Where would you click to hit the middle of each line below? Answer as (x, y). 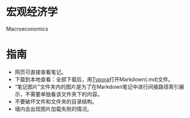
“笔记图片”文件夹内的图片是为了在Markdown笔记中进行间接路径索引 (97, 87)
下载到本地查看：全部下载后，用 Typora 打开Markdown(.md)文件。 (94, 79)
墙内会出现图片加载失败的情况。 (53, 109)
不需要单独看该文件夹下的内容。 (64, 94)
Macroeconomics (27, 29)
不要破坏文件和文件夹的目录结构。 (56, 101)
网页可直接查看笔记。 (40, 72)
